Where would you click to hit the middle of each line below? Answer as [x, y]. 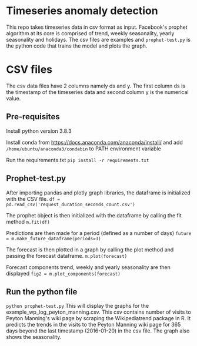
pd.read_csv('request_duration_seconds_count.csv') [71, 204]
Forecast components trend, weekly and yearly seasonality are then [88, 267]
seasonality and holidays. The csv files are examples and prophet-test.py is [98, 39]
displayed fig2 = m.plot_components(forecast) [63, 273]
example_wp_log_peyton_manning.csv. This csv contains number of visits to [98, 312]
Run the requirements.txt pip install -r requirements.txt [78, 160]
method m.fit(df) [28, 221]
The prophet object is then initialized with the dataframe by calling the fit [94, 215]
